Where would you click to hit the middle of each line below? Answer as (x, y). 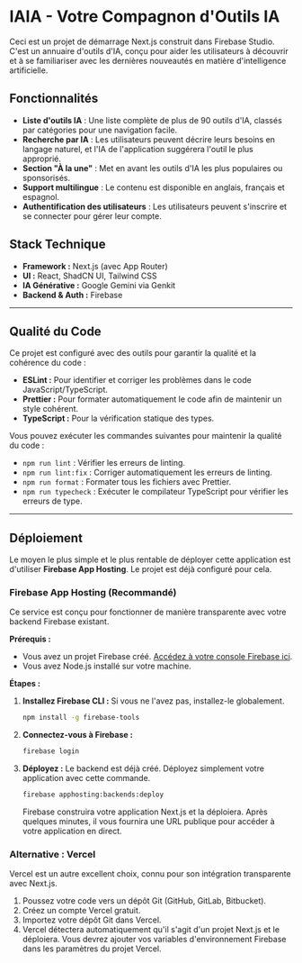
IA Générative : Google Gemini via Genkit (99, 285)
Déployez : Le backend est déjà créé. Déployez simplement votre (143, 768)
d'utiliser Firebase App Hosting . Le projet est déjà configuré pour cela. (141, 569)
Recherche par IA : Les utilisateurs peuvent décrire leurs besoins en (149, 139)
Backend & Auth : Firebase (72, 295)
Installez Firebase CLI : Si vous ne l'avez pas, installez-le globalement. (153, 701)
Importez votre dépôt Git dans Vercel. (92, 920)
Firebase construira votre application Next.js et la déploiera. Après (145, 812)
